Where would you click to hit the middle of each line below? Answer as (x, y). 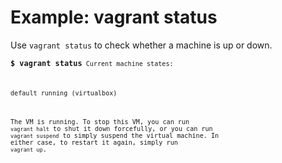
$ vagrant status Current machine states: (92, 63)
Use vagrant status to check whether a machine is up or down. (141, 45)
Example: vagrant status (114, 17)
